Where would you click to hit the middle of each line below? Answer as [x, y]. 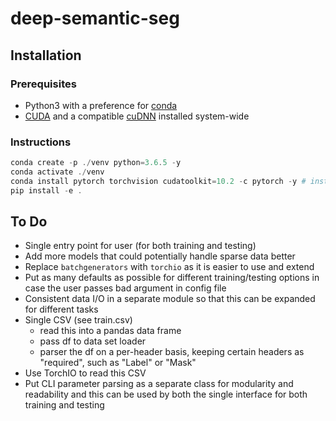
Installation [46, 55]
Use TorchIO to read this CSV [85, 373]
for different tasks [61, 309]
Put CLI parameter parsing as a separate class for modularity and [159, 384]
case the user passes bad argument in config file [125, 288]
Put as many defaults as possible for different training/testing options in [172, 278]
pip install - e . [46, 190]
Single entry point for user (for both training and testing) [140, 246]
